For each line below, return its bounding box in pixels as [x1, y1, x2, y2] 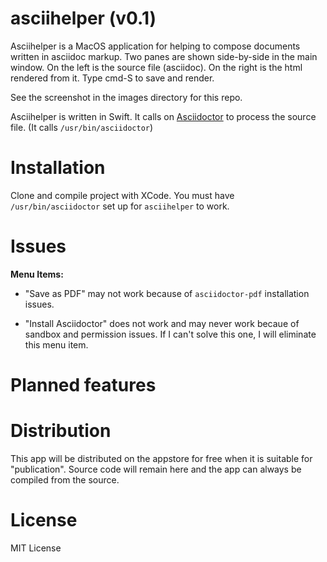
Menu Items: [10, 268, 64, 280]
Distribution [10, 420, 112, 442]
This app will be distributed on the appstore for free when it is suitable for [10, 452, 313, 464]
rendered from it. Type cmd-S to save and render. [10, 72, 215, 84]
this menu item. [24, 338, 89, 351]
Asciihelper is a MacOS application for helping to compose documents [10, 40, 301, 52]
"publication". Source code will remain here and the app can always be [10, 463, 302, 475]
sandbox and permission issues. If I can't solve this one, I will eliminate [24, 328, 317, 340]
